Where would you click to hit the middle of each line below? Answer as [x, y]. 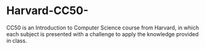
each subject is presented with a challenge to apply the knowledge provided [102, 34]
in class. [17, 40]
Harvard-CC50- [47, 11]
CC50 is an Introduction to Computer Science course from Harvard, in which [103, 28]
